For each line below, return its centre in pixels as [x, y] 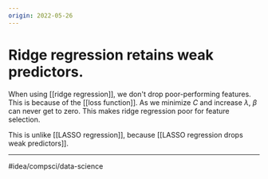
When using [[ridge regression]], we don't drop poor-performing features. [130, 94]
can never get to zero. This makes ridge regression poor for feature [119, 111]
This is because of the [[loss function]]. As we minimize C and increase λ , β [133, 102]
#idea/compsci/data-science [56, 166]
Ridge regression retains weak [111, 54]
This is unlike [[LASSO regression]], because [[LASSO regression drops [126, 134]
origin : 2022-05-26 [41, 16]
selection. [24, 119]
